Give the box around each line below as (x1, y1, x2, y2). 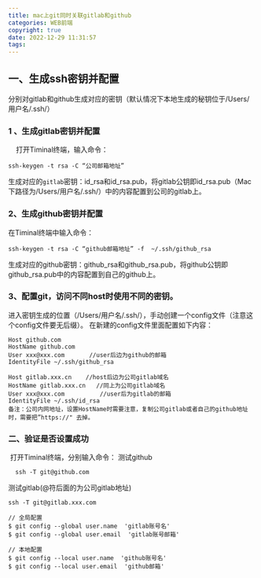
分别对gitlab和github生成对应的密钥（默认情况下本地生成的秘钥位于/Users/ (8, 94, 250, 103)
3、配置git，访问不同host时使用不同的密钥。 (8, 291, 178, 302)
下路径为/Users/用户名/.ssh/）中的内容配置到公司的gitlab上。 (8, 186, 206, 197)
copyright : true (8, 26, 61, 34)
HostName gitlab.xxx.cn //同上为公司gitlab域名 (8, 381, 166, 389)
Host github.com (8, 336, 61, 344)
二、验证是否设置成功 (8, 433, 89, 444)
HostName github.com (8, 343, 76, 351)
